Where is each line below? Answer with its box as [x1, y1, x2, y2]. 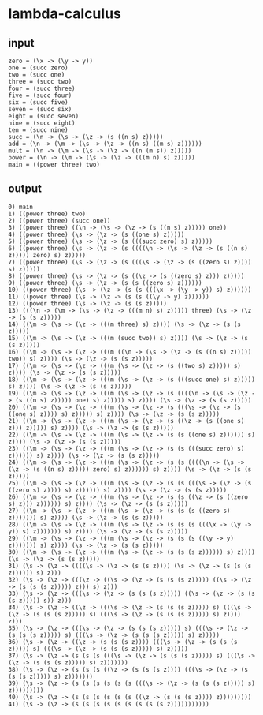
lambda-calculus [8, 5, 122, 23]
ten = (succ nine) [8, 126, 69, 134]
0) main [8, 203, 34, 211]
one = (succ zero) [8, 64, 69, 72]
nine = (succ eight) [8, 119, 76, 127]
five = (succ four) [8, 92, 72, 99]
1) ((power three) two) [8, 210, 87, 218]
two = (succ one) [8, 71, 65, 79]
